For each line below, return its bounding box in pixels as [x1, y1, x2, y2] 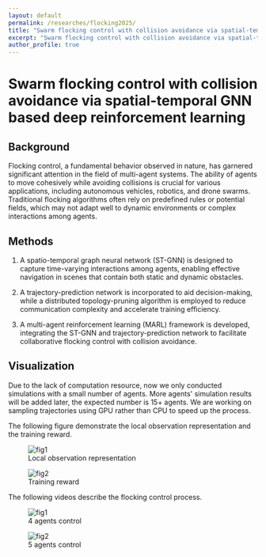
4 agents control [28, 516, 82, 525]
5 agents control [28, 540, 82, 549]
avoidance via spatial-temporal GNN [8, 92, 253, 110]
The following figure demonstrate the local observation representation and [8, 421, 251, 430]
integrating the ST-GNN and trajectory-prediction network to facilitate [19, 328, 247, 337]
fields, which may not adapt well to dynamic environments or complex [8, 203, 237, 213]
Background [8, 140, 70, 153]
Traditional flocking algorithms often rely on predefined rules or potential [8, 195, 245, 204]
